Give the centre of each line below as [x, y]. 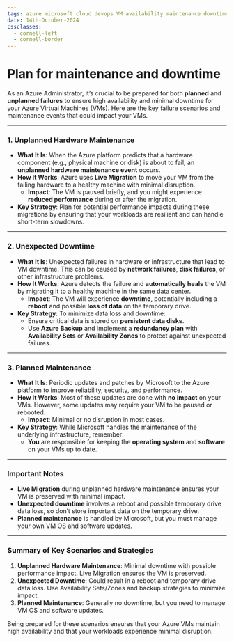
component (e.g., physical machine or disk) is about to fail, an [106, 163]
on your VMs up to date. [62, 449]
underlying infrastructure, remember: [70, 434]
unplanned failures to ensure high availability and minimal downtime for [110, 101]
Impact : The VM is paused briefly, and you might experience [115, 192]
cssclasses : [24, 26]
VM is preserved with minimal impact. [71, 496]
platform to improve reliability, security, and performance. [100, 390]
